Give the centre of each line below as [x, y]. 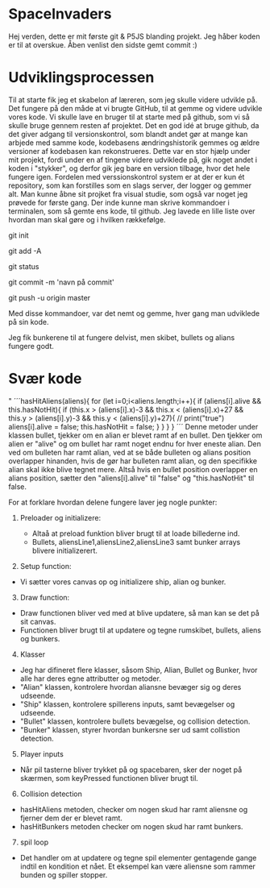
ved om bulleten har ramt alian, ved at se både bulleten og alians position [130, 452]
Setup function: [46, 566]
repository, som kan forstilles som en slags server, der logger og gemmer [130, 185]
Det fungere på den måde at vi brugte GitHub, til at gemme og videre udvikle [135, 108]
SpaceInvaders [60, 14]
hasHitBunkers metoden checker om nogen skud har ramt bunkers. [131, 826]
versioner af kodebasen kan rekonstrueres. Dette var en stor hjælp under [129, 151]
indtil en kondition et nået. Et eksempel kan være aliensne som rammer [138, 866]
